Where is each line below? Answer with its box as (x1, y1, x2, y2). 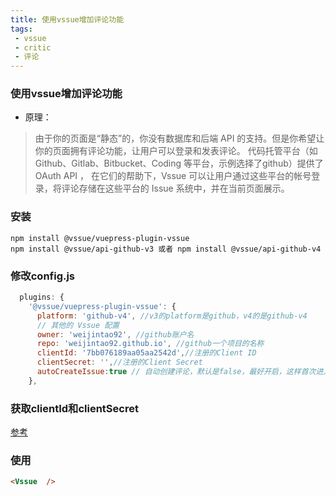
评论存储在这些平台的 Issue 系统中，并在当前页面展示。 (61, 182, 290, 195)
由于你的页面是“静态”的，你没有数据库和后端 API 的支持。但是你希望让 (34, 132, 325, 145)
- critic (14, 42, 52, 53)
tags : (10, 24, 33, 34)
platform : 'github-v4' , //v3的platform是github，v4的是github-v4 (36, 311, 308, 321)
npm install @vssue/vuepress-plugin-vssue (10, 233, 190, 243)
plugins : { (19, 292, 65, 303)
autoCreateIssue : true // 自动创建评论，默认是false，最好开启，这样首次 (36, 367, 317, 377)
